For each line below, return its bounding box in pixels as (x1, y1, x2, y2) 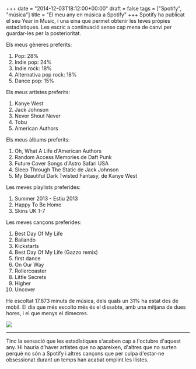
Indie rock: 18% (14, 65, 52, 72)
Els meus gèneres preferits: (6, 41, 72, 48)
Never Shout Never (14, 112, 61, 119)
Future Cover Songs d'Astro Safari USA (14, 160, 109, 167)
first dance (14, 255, 41, 262)
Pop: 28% (14, 53, 39, 59)
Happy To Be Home (14, 201, 62, 208)
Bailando (14, 236, 36, 243)
